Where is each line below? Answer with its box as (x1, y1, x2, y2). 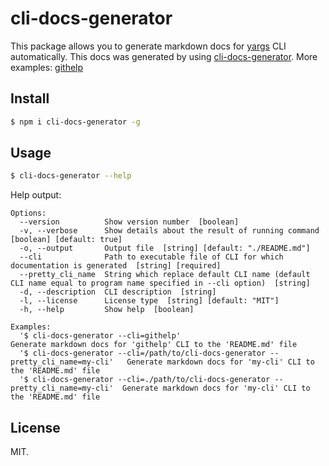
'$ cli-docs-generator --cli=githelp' (19, 331, 182, 341)
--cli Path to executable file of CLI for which (19, 252, 284, 262)
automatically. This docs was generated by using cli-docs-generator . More (10, 50, 318, 62)
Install (10, 90, 50, 107)
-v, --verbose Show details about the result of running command (19, 226, 320, 236)
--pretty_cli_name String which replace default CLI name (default (19, 270, 311, 280)
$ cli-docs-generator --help (10, 171, 132, 181)
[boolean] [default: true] (10, 235, 123, 245)
